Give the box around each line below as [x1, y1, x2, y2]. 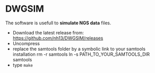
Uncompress [12, 40, 40, 46]
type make [12, 62, 33, 68]
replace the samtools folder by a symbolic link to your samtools [12, 46, 146, 52]
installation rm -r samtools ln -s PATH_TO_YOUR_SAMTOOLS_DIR [12, 51, 150, 57]
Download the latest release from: [12, 29, 84, 35]
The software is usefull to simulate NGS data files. [5, 20, 111, 26]
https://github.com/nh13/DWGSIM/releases [12, 35, 104, 41]
